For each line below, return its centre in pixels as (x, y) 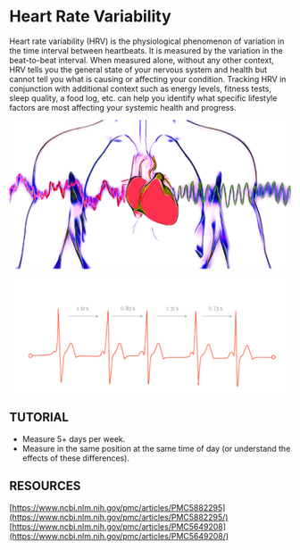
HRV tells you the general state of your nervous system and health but (138, 70)
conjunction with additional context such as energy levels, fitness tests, (141, 88)
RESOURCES (45, 486)
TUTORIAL (39, 417)
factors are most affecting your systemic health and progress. (123, 107)
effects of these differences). (76, 458)
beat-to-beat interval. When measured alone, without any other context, (142, 60)
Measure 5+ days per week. (74, 438)
